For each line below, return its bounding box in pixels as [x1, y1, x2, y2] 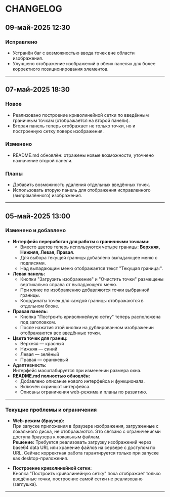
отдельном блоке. [20, 303, 60, 309]
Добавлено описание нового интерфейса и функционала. [20, 378, 145, 384]
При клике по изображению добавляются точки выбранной [20, 287, 150, 293]
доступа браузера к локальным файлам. [12, 434, 101, 440]
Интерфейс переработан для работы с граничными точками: [12, 238, 150, 244]
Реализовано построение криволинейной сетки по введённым [12, 112, 149, 118]
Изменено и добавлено [5, 227, 66, 234]
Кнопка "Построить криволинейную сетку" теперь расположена [20, 313, 161, 320]
